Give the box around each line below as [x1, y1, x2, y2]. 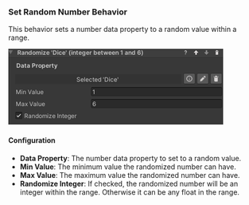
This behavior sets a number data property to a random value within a [8, 25, 237, 34]
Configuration [8, 135, 56, 145]
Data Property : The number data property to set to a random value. [19, 153, 242, 163]
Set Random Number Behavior [8, 6, 127, 18]
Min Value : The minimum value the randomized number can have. [19, 162, 237, 171]
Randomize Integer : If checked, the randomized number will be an [19, 179, 239, 188]
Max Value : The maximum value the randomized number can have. [19, 170, 240, 179]
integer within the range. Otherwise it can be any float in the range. [19, 187, 240, 197]
